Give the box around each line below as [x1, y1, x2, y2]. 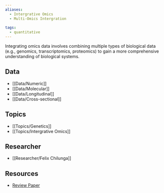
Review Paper [12, 182, 40, 188]
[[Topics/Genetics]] [12, 123, 52, 129]
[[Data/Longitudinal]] [12, 91, 55, 96]
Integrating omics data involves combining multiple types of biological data [5, 43, 156, 49]
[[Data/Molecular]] [12, 86, 50, 92]
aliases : [5, 7, 23, 12]
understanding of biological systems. [5, 54, 80, 59]
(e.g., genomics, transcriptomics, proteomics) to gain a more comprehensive [5, 48, 159, 54]
